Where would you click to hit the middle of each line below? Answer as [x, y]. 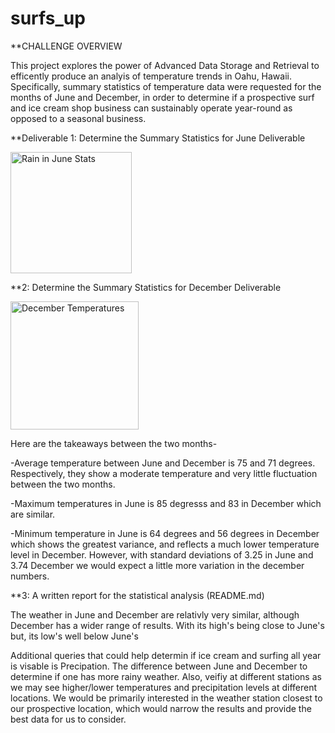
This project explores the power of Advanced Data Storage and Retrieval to [165, 65]
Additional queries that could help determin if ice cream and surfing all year [166, 655]
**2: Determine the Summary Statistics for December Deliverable [146, 287]
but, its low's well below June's [74, 636]
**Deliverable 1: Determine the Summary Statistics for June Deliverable [158, 138]
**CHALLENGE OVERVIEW [66, 46]
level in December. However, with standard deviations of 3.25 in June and [162, 554]
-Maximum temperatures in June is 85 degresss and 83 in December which [166, 503]
